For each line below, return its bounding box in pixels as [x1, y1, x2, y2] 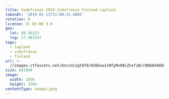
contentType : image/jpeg [5, 86, 57, 91]
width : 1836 [10, 77, 35, 82]
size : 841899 [5, 68, 33, 73]
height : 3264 [10, 81, 37, 86]
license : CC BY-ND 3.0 [5, 21, 53, 26]
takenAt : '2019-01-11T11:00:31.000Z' [5, 12, 84, 17]
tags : [5, 40, 17, 45]
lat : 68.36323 [10, 30, 39, 35]
